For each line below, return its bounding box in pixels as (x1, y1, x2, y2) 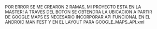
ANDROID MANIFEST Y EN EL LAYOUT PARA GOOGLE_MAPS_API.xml (5, 19, 145, 25)
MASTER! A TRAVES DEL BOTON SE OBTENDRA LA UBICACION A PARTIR (5, 9, 152, 15)
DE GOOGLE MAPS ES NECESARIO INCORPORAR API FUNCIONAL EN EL (5, 14, 151, 19)
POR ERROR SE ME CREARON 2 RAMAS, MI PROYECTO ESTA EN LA (5, 4, 142, 10)
